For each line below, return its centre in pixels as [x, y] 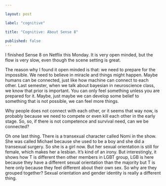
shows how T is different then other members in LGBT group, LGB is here [80, 157]
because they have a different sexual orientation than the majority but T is [80, 163]
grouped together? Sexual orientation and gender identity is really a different [83, 173]
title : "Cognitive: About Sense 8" [42, 32]
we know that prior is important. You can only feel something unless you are [83, 91]
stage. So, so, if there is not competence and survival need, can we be [77, 121]
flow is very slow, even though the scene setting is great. [63, 60]
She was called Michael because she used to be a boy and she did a [75, 141]
